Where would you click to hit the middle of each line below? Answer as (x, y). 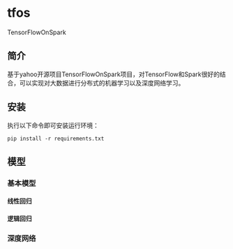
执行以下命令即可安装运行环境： (53, 125)
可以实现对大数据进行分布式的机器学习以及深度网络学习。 (102, 83)
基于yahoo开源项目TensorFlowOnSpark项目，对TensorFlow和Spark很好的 (113, 74)
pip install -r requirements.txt (56, 138)
